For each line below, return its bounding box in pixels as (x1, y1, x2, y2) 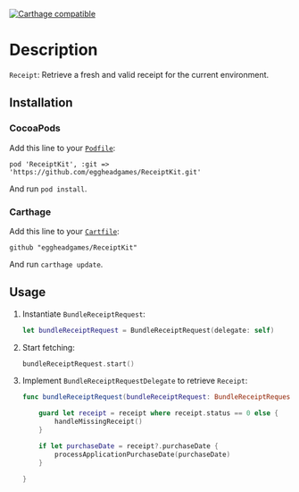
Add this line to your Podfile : (9, 142, 116, 153)
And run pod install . (9, 183, 87, 194)
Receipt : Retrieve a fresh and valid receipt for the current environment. (9, 69, 270, 80)
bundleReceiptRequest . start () (21, 359, 136, 369)
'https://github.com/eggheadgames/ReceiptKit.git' (9, 167, 202, 176)
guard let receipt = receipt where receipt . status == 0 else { (38, 409, 279, 418)
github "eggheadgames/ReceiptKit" (9, 242, 138, 252)
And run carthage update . (9, 259, 104, 269)
